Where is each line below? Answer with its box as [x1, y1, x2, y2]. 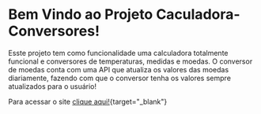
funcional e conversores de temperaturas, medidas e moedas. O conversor [8, 57, 253, 66]
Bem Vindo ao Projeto [8, 6, 153, 24]
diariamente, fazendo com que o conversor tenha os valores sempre [8, 73, 232, 83]
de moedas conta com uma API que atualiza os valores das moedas [8, 64, 229, 74]
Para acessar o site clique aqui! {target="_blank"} [8, 97, 168, 106]
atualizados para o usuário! [8, 81, 97, 91]
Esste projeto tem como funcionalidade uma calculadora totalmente [8, 48, 229, 57]
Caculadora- [155, 6, 240, 24]
